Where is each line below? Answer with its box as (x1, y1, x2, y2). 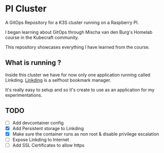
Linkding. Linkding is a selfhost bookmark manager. (5, 77, 111, 83)
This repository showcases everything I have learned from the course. (5, 44, 150, 50)
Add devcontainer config (12, 120, 64, 126)
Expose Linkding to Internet (12, 137, 69, 143)
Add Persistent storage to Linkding (12, 125, 84, 131)
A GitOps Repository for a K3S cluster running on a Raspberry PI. (5, 19, 139, 25)
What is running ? (5, 58, 61, 67)
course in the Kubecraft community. (5, 34, 79, 40)
